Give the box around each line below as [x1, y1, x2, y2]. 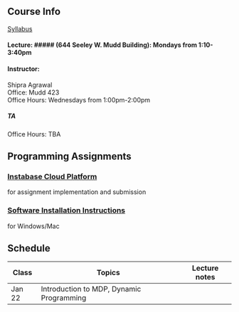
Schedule [7, 242, 51, 254]
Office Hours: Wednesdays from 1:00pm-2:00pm [7, 95, 151, 104]
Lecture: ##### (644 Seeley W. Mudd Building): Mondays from [7, 41, 198, 49]
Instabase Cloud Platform [7, 171, 97, 181]
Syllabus [7, 24, 33, 33]
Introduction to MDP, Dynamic [41, 284, 142, 294]
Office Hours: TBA [7, 129, 61, 138]
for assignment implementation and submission [7, 188, 147, 196]
